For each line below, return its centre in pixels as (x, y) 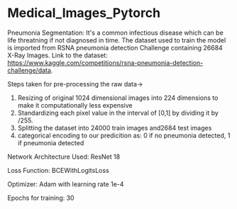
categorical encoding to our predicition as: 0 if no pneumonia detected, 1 (124, 135)
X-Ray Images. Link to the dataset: (57, 55)
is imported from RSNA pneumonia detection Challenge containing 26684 (115, 47)
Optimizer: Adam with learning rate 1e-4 (66, 184)
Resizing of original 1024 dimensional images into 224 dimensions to (118, 98)
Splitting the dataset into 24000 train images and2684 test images (115, 128)
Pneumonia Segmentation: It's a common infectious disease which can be (115, 33)
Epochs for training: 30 (41, 198)
